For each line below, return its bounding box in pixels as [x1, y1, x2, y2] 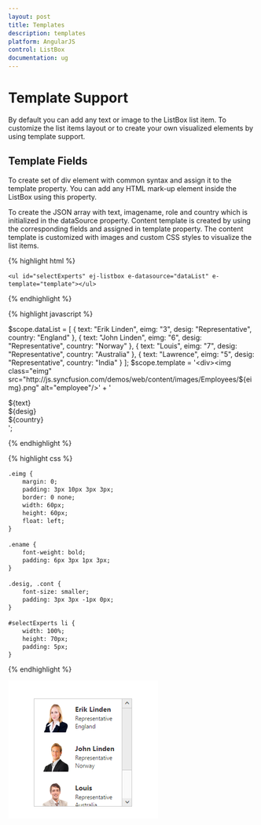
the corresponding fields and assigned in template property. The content [8, 224, 244, 234]
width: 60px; [22, 501, 65, 509]
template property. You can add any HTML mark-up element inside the [8, 183, 237, 193]
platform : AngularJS [8, 38, 76, 46]
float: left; [22, 517, 65, 525]
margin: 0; [22, 477, 58, 485]
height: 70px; [22, 635, 68, 643]
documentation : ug [8, 54, 68, 62]
